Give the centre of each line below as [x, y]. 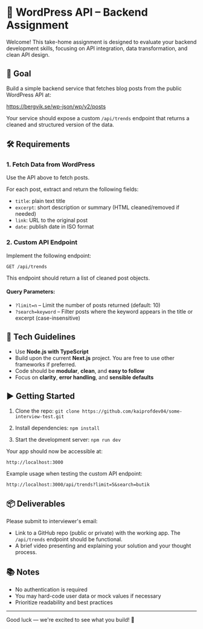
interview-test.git [40, 416]
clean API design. [28, 54]
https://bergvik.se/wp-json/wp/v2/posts [56, 106]
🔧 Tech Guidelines [41, 337]
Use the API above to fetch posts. [48, 178]
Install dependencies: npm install [57, 428]
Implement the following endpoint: [49, 256]
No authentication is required [51, 590]
